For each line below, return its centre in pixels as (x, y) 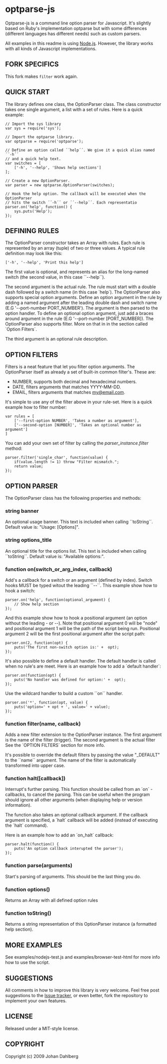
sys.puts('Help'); (33, 211)
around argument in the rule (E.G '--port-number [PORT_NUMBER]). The (80, 319)
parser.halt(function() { (32, 844)
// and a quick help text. (33, 159)
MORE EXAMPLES (34, 945)
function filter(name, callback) (43, 723)
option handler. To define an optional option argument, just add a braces (79, 314)
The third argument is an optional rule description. (57, 339)
